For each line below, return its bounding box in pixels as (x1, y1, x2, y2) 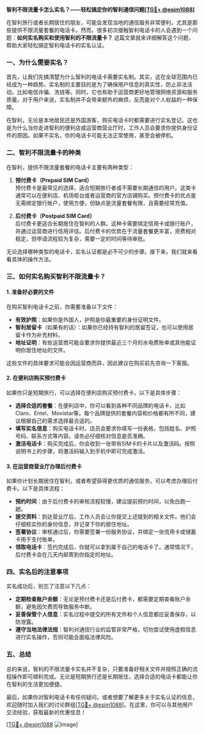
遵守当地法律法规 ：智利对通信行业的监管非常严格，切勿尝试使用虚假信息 (15, 626, 196, 633)
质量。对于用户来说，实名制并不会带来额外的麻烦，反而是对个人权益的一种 (6, 96, 192, 103)
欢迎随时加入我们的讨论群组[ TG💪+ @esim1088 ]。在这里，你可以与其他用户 (6, 701, 193, 708)
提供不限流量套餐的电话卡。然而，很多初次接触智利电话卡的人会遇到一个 (11, 27, 192, 33)
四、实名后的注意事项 (6, 568, 69, 576)
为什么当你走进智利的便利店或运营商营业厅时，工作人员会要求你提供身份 (11, 124, 192, 131)
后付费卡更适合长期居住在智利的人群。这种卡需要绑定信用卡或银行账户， (15, 220, 196, 227)
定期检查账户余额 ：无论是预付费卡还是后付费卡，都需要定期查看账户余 (15, 595, 191, 603)
